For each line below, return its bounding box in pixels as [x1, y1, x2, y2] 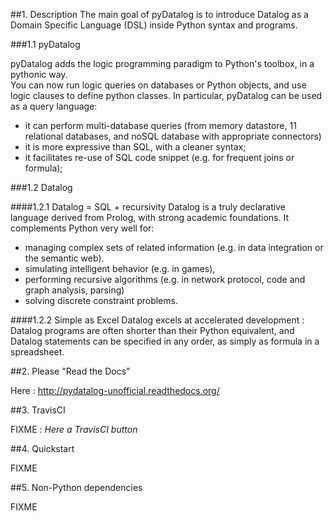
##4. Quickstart [10, 443, 75, 454]
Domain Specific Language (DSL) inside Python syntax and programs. [10, 19, 298, 31]
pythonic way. [10, 69, 68, 80]
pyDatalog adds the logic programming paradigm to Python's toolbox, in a [10, 58, 315, 69]
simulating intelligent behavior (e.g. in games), [24, 263, 216, 274]
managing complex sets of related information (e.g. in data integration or [24, 242, 324, 253]
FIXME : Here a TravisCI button [10, 424, 138, 435]
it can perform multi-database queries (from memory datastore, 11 [24, 120, 297, 131]
